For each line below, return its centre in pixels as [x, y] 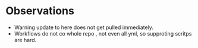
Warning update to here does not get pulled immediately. [84, 27]
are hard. [25, 40]
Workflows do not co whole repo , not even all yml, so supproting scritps [103, 33]
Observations [40, 11]
